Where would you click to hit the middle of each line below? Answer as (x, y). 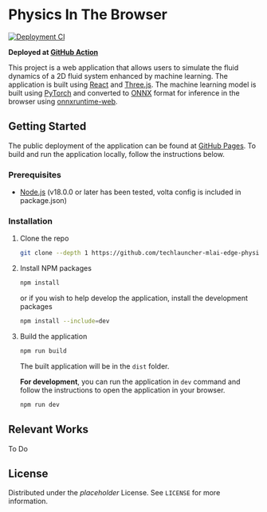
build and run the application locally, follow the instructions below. (117, 154)
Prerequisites (35, 174)
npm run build (43, 351)
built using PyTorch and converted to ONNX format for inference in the (124, 92)
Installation (31, 221)
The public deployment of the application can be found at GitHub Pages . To (132, 146)
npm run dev (39, 405)
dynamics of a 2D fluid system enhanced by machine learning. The (118, 76)
